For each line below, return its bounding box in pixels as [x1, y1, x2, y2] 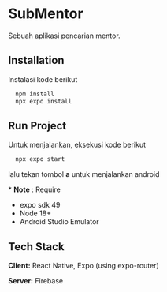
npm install [15, 90, 55, 98]
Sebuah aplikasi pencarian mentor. [8, 31, 121, 40]
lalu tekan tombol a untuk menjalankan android [8, 170, 160, 179]
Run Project [8, 119, 67, 133]
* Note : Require [8, 185, 61, 194]
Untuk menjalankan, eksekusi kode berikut [8, 140, 147, 150]
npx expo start [15, 155, 65, 163]
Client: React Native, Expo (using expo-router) [8, 261, 159, 270]
